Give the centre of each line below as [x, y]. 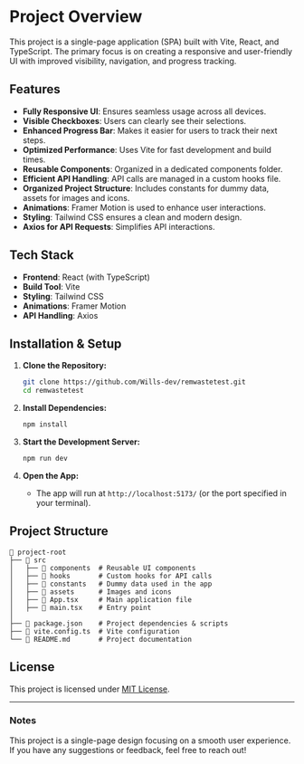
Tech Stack [42, 255]
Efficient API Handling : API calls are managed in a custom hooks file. [152, 178]
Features [35, 89]
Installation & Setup [66, 344]
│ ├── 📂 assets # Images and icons [90, 592]
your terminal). [63, 502]
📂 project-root [38, 552]
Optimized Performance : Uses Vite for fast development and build [147, 149]
